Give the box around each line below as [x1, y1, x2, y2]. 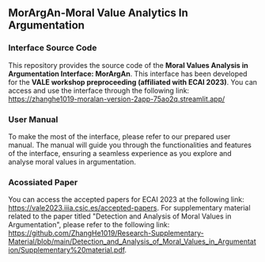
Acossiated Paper [8, 177, 78, 188]
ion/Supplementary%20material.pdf [8, 245, 125, 255]
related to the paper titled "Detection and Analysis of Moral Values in [8, 211, 232, 221]
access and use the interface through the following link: [8, 85, 190, 95]
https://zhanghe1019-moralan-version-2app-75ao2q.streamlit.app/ [8, 94, 225, 104]
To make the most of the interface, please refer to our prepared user [8, 131, 231, 141]
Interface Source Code [8, 43, 97, 54]
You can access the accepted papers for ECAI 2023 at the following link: [8, 195, 244, 204]
